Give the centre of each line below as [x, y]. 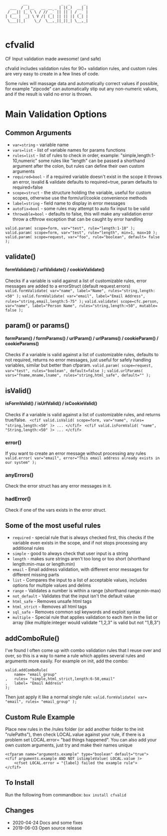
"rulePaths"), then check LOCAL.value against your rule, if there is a [75, 734]
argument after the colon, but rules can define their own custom [78, 166]
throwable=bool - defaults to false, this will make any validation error [83, 214]
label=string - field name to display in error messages [69, 203]
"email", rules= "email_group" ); [41, 702]
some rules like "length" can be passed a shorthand [91, 161]
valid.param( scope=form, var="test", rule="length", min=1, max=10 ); [81, 233]
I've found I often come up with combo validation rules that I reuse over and [83, 650]
